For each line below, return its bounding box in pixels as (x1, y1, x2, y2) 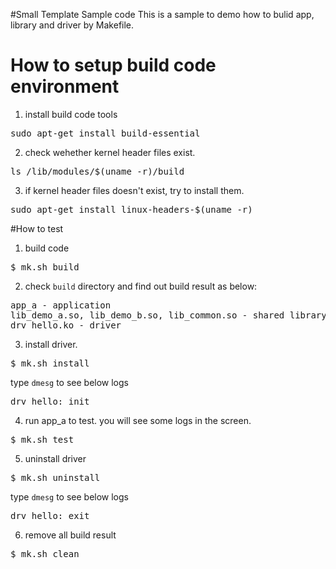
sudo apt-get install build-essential (10, 127, 201, 139)
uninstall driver (24, 452, 87, 464)
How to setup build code (10, 54, 217, 77)
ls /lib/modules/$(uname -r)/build (10, 165, 185, 177)
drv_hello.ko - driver (10, 319, 122, 331)
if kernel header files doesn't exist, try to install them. (24, 184, 245, 196)
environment (10, 75, 120, 98)
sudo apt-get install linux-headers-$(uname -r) (10, 204, 253, 215)
